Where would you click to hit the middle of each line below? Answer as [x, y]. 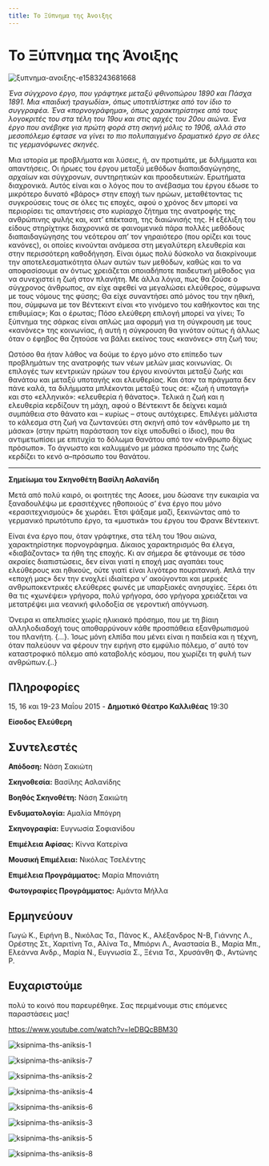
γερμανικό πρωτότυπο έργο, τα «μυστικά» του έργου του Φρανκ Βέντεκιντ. [134, 520]
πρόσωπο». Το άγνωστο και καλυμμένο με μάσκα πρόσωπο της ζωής [123, 448]
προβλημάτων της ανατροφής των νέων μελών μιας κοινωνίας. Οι [120, 362]
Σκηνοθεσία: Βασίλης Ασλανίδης [65, 782]
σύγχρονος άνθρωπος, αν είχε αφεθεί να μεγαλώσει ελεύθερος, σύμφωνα [134, 287]
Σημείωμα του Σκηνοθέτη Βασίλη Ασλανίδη [84, 479]
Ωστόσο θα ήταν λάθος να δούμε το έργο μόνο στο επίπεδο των [115, 354]
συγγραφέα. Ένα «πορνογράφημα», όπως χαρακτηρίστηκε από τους [123, 110]
